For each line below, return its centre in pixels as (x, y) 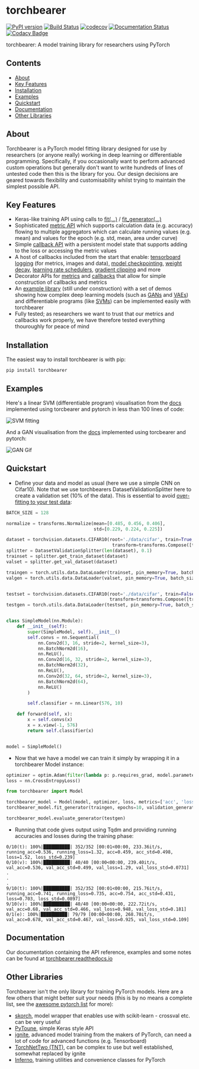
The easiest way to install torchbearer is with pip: (66, 359)
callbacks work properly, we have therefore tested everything (90, 320)
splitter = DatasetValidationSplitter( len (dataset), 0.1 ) (79, 551)
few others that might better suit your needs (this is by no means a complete (99, 998)
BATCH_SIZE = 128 (28, 513)
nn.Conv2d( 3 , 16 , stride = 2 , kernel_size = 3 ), (94, 643)
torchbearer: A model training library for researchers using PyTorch (88, 45)
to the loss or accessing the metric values (66, 251)
